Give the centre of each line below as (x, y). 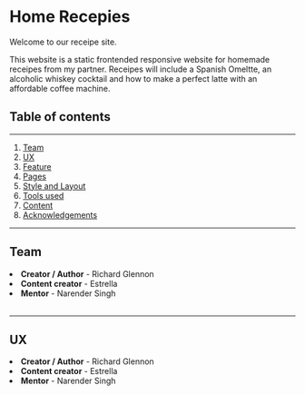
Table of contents (60, 117)
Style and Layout (54, 186)
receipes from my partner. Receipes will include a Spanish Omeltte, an (141, 69)
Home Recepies (70, 17)
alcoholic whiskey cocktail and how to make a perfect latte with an (133, 78)
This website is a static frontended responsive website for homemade (140, 59)
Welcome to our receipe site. (63, 42)
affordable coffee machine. (60, 88)
